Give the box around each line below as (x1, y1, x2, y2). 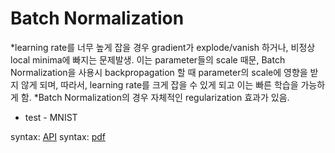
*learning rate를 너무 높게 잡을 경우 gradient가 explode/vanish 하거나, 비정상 (10, 41, 316, 53)
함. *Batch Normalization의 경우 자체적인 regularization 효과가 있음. (20, 91, 290, 103)
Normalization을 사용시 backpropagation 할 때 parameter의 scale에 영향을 (10, 66, 308, 78)
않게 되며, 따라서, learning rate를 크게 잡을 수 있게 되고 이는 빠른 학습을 (20, 78, 299, 91)
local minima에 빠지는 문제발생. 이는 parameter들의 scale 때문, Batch (10, 53, 286, 66)
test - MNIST (24, 111, 78, 123)
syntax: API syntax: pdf (10, 130, 106, 142)
